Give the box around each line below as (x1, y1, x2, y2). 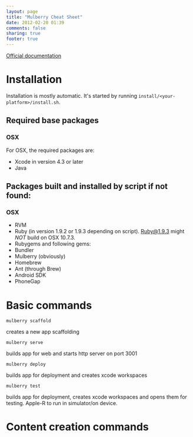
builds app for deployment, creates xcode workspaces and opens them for (6, 393, 187, 400)
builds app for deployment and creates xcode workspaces (6, 372, 148, 379)
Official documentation (6, 52, 62, 59)
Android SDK (14, 272, 46, 279)
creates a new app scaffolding (6, 328, 79, 336)
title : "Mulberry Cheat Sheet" (6, 14, 83, 20)
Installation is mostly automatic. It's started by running (6, 92, 137, 99)
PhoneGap (14, 278, 41, 285)
